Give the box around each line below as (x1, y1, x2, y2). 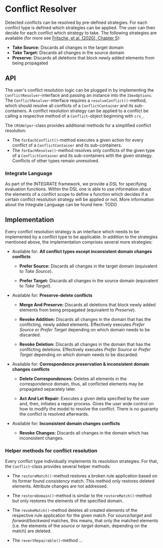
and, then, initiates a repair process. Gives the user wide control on (19, 400, 154, 406)
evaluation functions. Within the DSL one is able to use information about (5, 186, 151, 192)
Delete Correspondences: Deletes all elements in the (19, 376, 127, 381)
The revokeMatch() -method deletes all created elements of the (12, 508, 138, 513)
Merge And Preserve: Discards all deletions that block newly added (19, 302, 156, 307)
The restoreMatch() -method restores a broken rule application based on (12, 473, 158, 479)
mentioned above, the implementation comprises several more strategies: (5, 239, 153, 245)
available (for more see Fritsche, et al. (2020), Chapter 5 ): (5, 35, 121, 41)
